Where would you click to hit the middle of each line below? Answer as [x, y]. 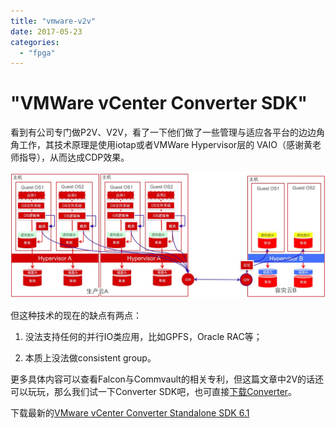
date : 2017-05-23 [46, 31]
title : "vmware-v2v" [53, 21]
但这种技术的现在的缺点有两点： [76, 315]
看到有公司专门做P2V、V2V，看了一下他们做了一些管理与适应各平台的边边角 [167, 132]
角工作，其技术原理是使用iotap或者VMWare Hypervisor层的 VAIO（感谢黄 [161, 145]
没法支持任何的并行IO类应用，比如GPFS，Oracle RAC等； [143, 336]
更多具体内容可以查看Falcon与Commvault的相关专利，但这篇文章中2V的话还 [167, 379]
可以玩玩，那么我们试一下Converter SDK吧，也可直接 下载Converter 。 [154, 391]
